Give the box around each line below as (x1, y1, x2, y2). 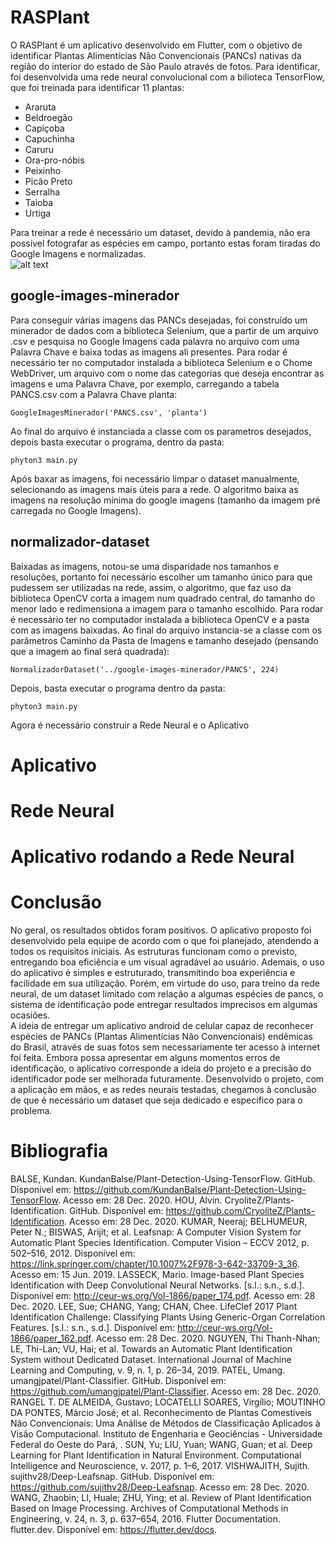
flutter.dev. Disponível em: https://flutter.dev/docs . (10, 1524, 218, 1535)
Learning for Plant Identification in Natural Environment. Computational (10, 1449, 302, 1461)
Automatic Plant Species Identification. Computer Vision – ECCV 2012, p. (10, 1237, 310, 1248)
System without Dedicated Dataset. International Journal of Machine (10, 1354, 292, 1365)
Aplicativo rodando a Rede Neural (10, 846, 295, 868)
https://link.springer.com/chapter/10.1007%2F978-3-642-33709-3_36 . (10, 1258, 300, 1270)
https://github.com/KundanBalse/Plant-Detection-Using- (73, 1184, 307, 1195)
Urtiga (24, 207, 52, 219)
